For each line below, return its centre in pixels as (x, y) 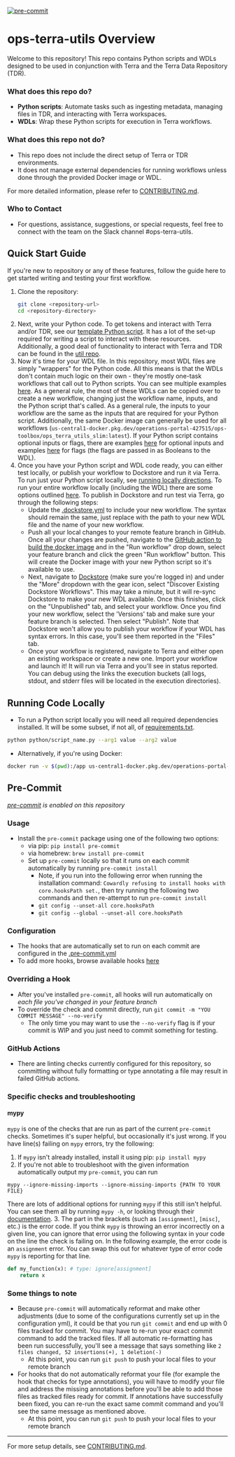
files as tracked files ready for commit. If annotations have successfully (120, 1397)
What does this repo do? (50, 91)
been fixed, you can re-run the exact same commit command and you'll (120, 1404)
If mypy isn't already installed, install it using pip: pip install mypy (112, 1157)
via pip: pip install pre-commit (74, 846)
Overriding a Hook (39, 979)
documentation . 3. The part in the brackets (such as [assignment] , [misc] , (114, 1219)
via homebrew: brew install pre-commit (86, 853)
